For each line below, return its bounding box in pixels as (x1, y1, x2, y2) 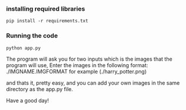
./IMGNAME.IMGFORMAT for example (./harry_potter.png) (6, 68, 147, 75)
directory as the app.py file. (6, 85, 73, 92)
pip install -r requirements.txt (6, 18, 89, 24)
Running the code (6, 32, 58, 40)
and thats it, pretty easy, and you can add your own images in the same (6, 79, 180, 86)
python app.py (6, 45, 41, 51)
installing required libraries (6, 5, 86, 13)
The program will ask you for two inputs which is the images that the (6, 55, 172, 62)
